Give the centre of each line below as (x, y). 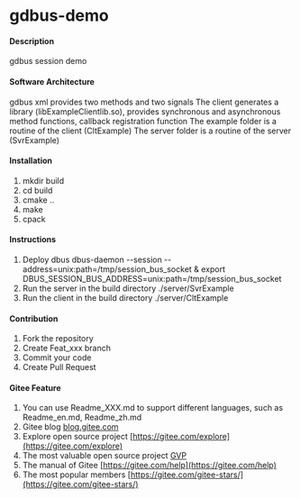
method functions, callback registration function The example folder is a (143, 121)
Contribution (34, 318)
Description (32, 41)
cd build (37, 190)
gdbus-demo (59, 16)
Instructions (33, 240)
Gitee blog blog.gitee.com (70, 427)
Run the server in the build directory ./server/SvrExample (128, 288)
